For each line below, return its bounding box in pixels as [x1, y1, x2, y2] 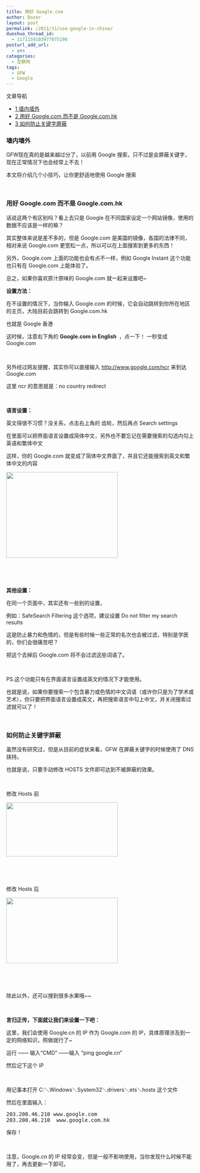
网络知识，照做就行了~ [16, 1037, 73, 1044]
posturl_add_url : [6, 42, 49, 48]
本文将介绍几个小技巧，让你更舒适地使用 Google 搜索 [6, 171, 137, 179]
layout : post [6, 20, 39, 26]
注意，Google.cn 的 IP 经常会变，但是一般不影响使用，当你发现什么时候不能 [6, 1153, 192, 1160]
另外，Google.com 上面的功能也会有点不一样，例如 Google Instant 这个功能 [6, 254, 191, 262]
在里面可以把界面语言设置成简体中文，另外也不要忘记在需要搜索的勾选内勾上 [6, 432, 194, 439]
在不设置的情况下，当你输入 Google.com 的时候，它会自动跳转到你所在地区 [6, 300, 190, 307]
